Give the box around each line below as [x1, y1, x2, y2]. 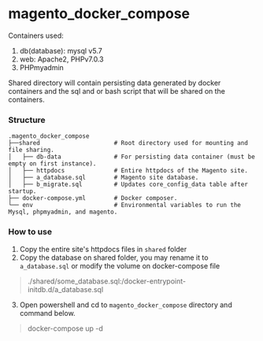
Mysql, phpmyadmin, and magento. [8, 208, 118, 217]
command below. [19, 308, 76, 317]
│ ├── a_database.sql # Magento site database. [8, 174, 199, 182]
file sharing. [8, 146, 55, 154]
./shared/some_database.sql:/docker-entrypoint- [27, 276, 187, 286]
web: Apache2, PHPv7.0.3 [19, 54, 104, 64]
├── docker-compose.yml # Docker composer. [8, 195, 178, 202]
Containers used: [8, 31, 65, 40]
